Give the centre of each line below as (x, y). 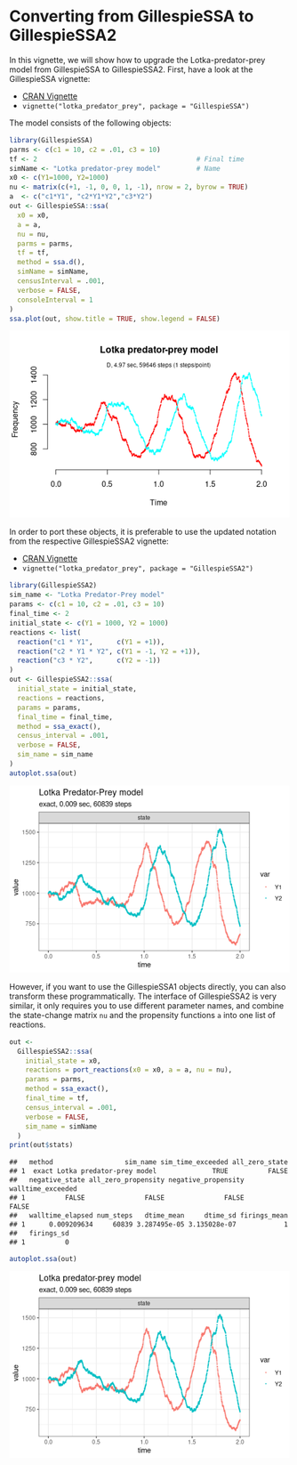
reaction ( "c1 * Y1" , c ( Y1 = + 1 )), (91, 642)
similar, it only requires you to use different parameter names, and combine (147, 1005)
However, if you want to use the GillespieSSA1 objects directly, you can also (148, 986)
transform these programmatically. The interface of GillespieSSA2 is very (143, 996)
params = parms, (56, 1080)
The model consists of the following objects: (90, 123)
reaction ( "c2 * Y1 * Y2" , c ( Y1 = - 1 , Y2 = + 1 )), (109, 652)
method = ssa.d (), (52, 263)
